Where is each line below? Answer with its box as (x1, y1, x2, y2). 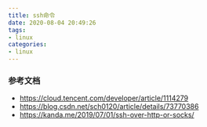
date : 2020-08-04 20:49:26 (8, 19, 96, 27)
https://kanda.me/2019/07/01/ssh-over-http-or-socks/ (19, 111, 194, 120)
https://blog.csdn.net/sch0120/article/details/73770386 (19, 102, 199, 111)
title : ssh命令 (8, 11, 56, 20)
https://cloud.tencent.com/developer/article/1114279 (19, 93, 189, 103)
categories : (8, 41, 47, 49)
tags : (8, 26, 26, 34)
